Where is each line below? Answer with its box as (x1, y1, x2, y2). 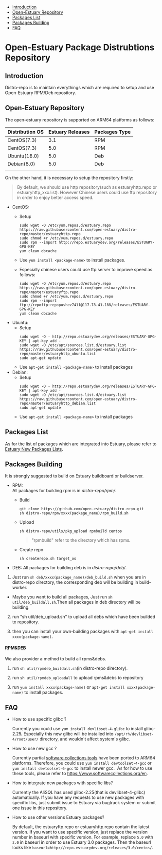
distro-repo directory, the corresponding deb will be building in (12, 579, 139, 585)
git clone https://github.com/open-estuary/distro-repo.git (19, 507, 144, 512)
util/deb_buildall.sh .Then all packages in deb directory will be (12, 599, 141, 605)
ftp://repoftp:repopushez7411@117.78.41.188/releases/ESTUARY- (19, 302, 151, 307)
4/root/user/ (12, 737, 39, 742)
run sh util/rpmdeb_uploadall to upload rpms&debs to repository (12, 675, 144, 680)
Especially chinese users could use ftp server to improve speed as (19, 266, 153, 272)
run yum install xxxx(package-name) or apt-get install (12, 684, 125, 690)
